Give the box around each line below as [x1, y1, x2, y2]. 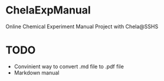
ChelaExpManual [5, 4, 91, 17]
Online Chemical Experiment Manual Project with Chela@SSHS [5, 23, 159, 30]
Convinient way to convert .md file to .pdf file [14, 63, 124, 70]
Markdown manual [14, 69, 60, 76]
